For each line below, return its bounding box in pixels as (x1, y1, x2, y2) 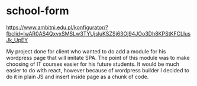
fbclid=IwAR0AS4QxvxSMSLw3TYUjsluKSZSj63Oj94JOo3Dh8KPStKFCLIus (6, 30, 191, 37)
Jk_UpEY (6, 36, 28, 43)
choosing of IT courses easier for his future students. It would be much (6, 60, 179, 68)
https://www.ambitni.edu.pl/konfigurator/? (6, 24, 108, 31)
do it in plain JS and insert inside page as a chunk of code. (6, 73, 149, 80)
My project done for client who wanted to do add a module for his (6, 47, 166, 55)
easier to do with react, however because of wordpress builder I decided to (6, 66, 190, 74)
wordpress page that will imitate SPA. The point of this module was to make (6, 54, 190, 61)
